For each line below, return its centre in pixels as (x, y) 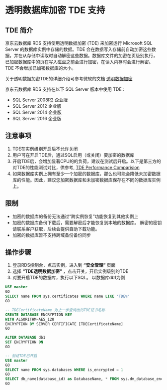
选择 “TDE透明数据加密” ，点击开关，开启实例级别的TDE (70, 271)
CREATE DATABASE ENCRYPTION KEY (39, 315)
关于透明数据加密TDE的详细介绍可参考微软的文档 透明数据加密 (69, 79)
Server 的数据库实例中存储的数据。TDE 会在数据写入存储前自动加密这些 (79, 49)
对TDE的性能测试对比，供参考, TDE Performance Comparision (76, 167)
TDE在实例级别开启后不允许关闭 (45, 149)
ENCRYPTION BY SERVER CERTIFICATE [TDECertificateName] (64, 324)
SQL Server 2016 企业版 (37, 118)
